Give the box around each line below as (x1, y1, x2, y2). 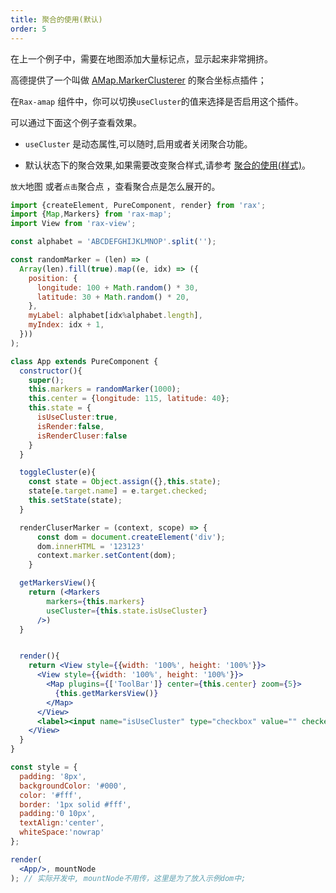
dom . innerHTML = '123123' (36, 541, 145, 551)
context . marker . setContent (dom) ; (36, 551, 177, 561)
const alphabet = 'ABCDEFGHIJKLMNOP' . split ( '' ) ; (10, 237, 217, 247)
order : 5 (10, 24, 47, 34)
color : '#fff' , (19, 790, 83, 800)
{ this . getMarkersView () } (54, 688, 159, 698)
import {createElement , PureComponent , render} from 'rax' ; (10, 200, 267, 210)
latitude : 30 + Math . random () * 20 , (36, 292, 190, 302)
